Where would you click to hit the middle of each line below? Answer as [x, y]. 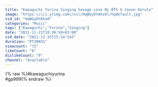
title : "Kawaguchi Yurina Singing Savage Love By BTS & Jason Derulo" [79, 10]
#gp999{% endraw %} [28, 79]
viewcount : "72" [22, 46]
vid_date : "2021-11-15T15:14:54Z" [41, 37]
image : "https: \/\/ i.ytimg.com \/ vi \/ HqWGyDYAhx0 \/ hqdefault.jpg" [74, 14]
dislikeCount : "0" [24, 55]
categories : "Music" [26, 23]
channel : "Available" [27, 60]
